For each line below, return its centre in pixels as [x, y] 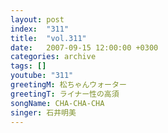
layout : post [37, 19]
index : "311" [40, 29]
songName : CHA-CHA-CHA [57, 103]
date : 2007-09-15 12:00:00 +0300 [84, 47]
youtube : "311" [42, 76]
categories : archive [53, 57]
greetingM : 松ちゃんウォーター [68, 85]
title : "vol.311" [48, 38]
